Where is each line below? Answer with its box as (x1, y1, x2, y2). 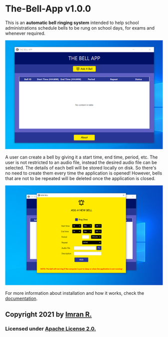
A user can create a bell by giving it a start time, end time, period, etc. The (5, 154, 158, 160)
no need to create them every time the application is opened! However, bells (5, 170, 162, 176)
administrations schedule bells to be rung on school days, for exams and (5, 25, 155, 31)
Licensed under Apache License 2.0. (5, 325, 96, 332)
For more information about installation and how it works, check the (5, 290, 144, 296)
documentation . (5, 295, 38, 301)
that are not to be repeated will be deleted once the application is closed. (5, 176, 156, 182)
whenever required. (5, 30, 46, 36)
